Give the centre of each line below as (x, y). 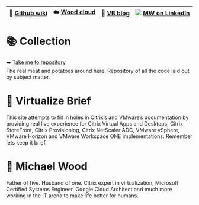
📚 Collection (38, 41)
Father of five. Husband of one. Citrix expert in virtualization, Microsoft (92, 182)
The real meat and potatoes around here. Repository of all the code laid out (98, 71)
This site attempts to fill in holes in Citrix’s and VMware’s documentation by (97, 117)
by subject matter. (28, 77)
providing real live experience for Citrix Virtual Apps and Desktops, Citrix (95, 123)
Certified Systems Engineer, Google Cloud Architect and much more (89, 189)
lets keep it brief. (27, 142)
